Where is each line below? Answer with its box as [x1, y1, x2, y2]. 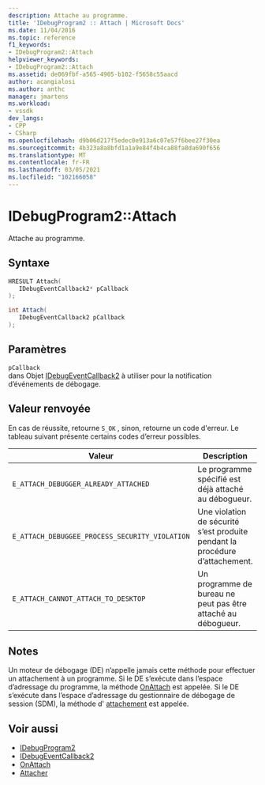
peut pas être [197, 598, 247, 609]
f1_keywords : [8, 41, 51, 49]
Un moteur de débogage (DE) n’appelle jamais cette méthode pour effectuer [8, 666, 256, 675]
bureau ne [197, 588, 236, 599]
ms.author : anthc [8, 85, 65, 93]
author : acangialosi [8, 77, 77, 85]
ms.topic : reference [8, 33, 77, 42]
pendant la [197, 535, 237, 546]
